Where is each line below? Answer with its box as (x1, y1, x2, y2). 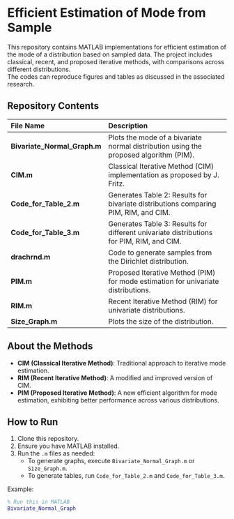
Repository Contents (7, 100, 100, 112)
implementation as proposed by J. (107, 170, 219, 179)
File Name (10, 121, 45, 130)
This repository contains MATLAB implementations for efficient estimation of (7, 43, 226, 51)
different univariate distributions (107, 227, 213, 237)
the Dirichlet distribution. (107, 256, 189, 266)
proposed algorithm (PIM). (107, 150, 195, 160)
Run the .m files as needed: (17, 449, 95, 458)
